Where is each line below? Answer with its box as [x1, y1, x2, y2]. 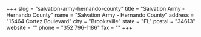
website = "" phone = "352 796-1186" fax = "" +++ [6, 24, 133, 31]
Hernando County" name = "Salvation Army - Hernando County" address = [6, 11, 194, 18]
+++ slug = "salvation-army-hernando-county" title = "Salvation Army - [6, 5, 185, 12]
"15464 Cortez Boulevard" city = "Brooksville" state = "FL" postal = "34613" [6, 18, 196, 24]
